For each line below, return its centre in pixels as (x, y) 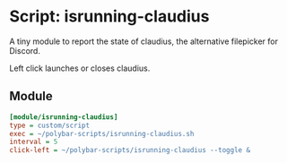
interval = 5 (34, 142)
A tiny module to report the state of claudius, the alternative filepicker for (144, 41)
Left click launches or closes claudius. (80, 68)
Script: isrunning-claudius (109, 17)
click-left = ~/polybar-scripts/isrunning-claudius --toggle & (130, 150)
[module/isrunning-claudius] (64, 117)
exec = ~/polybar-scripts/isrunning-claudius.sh (102, 133)
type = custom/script (50, 125)
